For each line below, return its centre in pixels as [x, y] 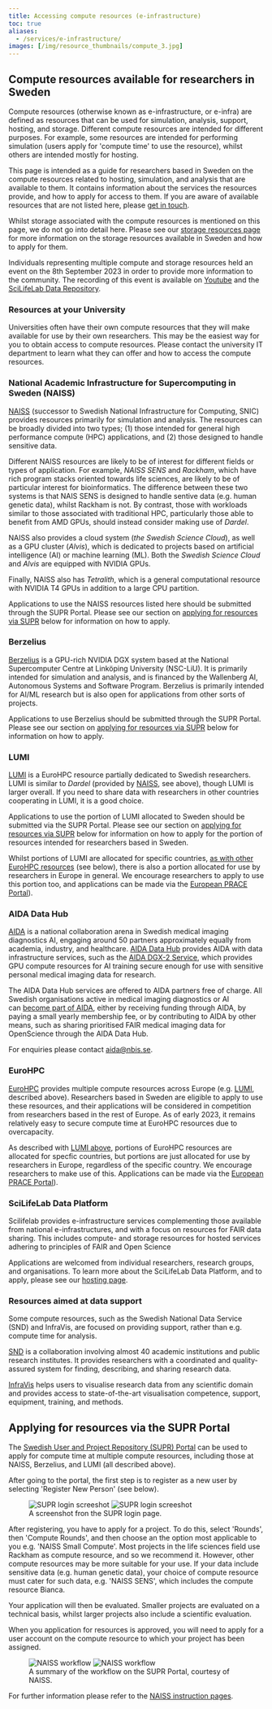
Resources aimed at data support [75, 1300]
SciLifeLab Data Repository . [55, 288]
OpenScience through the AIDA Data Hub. [78, 1034]
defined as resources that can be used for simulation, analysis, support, [129, 120]
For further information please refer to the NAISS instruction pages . [121, 1696]
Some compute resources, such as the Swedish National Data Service [125, 1318]
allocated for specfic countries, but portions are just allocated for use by [129, 1156]
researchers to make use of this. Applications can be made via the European [136, 1174]
